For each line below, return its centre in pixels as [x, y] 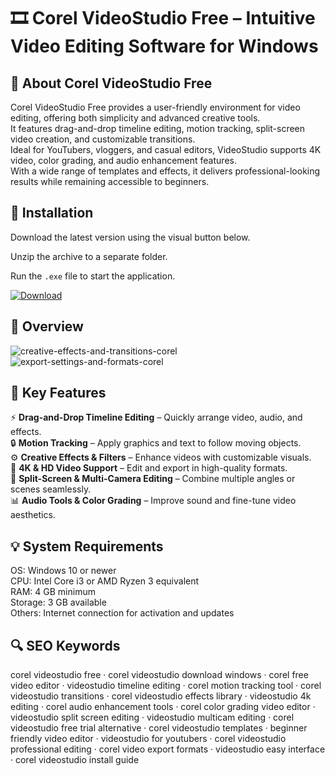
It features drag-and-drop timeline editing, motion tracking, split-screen [158, 128]
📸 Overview [47, 326]
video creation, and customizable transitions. [103, 139]
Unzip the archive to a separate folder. [89, 256]
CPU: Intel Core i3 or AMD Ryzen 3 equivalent [105, 581]
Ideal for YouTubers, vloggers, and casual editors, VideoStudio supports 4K [166, 149]
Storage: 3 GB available [58, 602]
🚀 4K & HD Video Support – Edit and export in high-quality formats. [149, 468]
